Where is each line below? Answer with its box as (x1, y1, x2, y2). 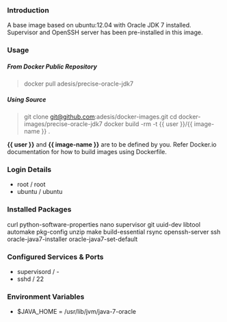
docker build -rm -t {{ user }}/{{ (103, 120, 193, 128)
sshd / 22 (16, 275, 44, 283)
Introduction (7, 5, 49, 15)
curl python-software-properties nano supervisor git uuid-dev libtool (7, 220, 200, 228)
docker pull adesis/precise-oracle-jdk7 (23, 79, 134, 88)
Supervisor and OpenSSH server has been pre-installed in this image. (7, 28, 203, 36)
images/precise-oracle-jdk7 (23, 120, 103, 128)
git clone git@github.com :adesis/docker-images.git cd (23, 112, 178, 121)
